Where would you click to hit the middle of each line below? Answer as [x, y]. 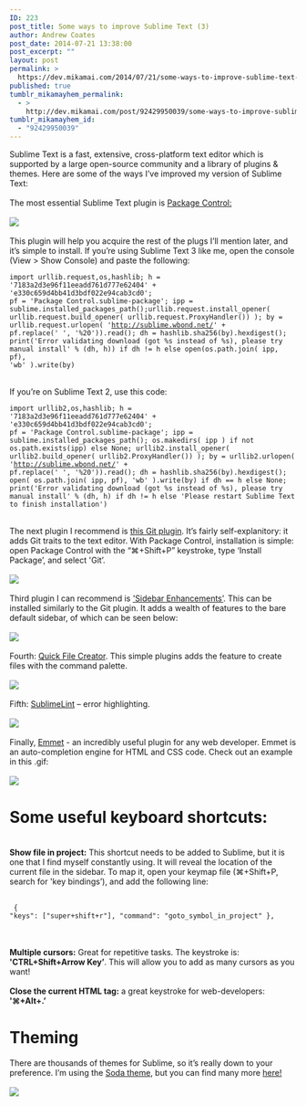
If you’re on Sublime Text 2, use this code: [88, 392]
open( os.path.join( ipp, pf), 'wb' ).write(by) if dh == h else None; [148, 480]
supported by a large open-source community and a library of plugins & [144, 164]
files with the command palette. [68, 666]
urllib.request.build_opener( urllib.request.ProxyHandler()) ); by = [146, 317]
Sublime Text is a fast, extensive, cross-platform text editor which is [137, 154]
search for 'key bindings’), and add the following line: [109, 881]
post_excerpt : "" [42, 52]
